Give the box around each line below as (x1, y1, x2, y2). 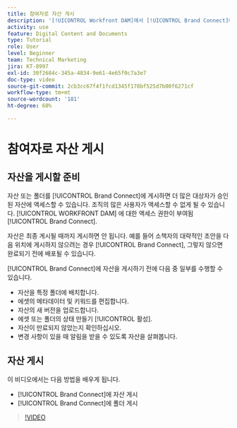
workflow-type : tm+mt (7, 89, 71, 96)
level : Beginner (7, 50, 55, 57)
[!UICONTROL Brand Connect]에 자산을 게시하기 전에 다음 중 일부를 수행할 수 (7, 264, 224, 273)
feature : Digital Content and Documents (7, 30, 128, 37)
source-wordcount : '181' (7, 96, 80, 103)
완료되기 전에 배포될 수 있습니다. (7, 249, 97, 258)
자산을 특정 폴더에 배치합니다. (17, 287, 99, 297)
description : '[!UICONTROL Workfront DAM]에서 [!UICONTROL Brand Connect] (7, 17, 229, 24)
